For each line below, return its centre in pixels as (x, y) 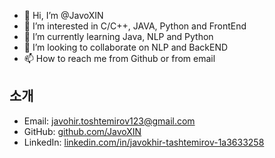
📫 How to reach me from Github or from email (119, 58)
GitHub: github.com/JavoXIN (82, 131)
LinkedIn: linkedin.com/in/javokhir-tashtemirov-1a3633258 (144, 142)
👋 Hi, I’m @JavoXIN (63, 15)
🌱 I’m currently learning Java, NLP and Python (118, 36)
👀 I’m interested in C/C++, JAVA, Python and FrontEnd (135, 26)
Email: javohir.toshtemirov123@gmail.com (109, 121)
